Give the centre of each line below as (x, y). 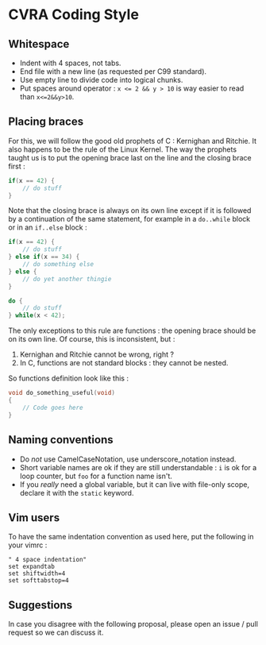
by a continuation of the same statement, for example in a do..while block (129, 219)
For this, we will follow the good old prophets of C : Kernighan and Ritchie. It (132, 141)
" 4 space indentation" (48, 560)
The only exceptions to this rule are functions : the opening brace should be (132, 330)
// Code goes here (53, 407)
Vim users (34, 518)
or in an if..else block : (48, 227)
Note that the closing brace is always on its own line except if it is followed (130, 210)
